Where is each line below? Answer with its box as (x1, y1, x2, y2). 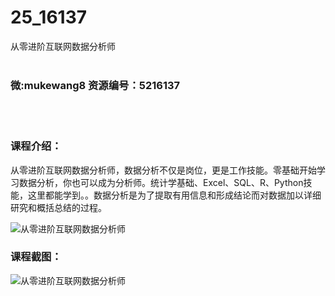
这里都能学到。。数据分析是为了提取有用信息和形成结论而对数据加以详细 (27, 189, 322, 201)
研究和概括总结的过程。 (10, 201, 107, 213)
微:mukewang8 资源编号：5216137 (10, 78, 181, 92)
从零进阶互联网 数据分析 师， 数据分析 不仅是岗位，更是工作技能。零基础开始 (10, 164, 317, 176)
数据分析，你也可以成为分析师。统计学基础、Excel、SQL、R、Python (18, 176, 304, 188)
